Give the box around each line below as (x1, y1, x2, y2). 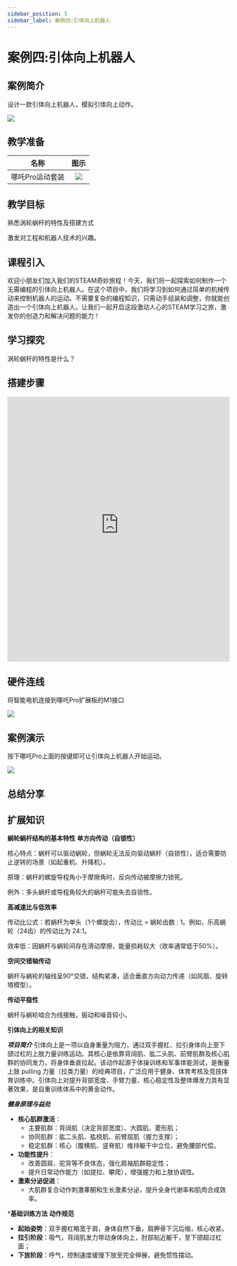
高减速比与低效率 (7, 903, 57, 911)
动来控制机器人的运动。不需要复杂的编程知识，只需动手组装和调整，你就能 (7, 294, 224, 302)
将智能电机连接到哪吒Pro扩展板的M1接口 (7, 696, 125, 704)
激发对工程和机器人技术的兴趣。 (7, 234, 100, 242)
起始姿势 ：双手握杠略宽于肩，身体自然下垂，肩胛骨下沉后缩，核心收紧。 (17, 1224, 228, 1233)
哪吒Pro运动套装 (11, 172, 65, 182)
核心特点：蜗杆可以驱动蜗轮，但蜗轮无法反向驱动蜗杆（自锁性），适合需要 (7, 849, 221, 858)
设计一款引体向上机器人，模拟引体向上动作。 (7, 100, 138, 108)
